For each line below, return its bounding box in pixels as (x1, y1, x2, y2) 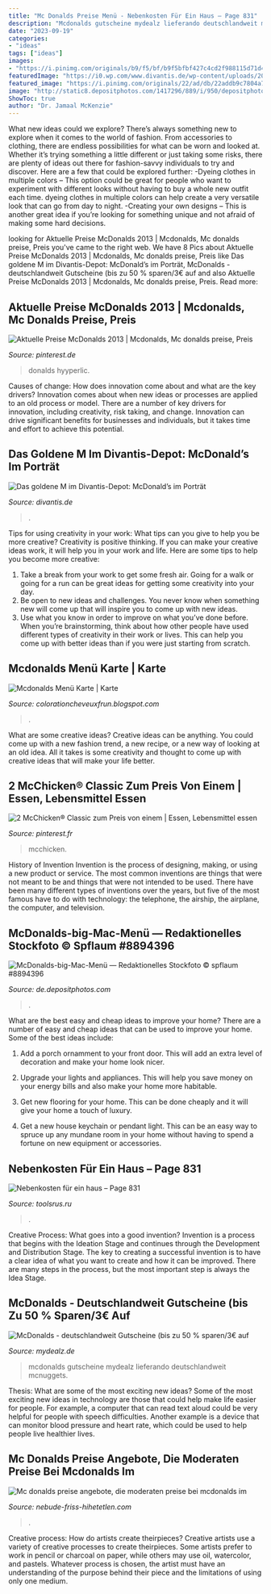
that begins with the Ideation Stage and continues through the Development (8, 1239, 261, 1248)
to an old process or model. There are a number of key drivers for (8, 398, 227, 408)
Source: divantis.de (8, 497, 73, 507)
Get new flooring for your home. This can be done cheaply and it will (19, 1097, 248, 1107)
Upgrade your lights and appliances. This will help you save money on (19, 1073, 253, 1082)
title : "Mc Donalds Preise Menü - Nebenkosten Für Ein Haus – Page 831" (8, 11, 258, 20)
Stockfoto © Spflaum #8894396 (8, 939, 175, 952)
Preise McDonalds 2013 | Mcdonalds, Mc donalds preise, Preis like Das (8, 251, 244, 261)
